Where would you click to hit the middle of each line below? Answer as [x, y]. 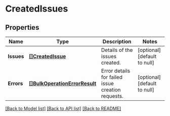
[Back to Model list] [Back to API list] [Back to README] [63, 108]
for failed [112, 77]
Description [117, 42]
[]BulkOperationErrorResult [62, 83]
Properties [22, 27]
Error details [116, 71]
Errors [15, 83]
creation [111, 90]
